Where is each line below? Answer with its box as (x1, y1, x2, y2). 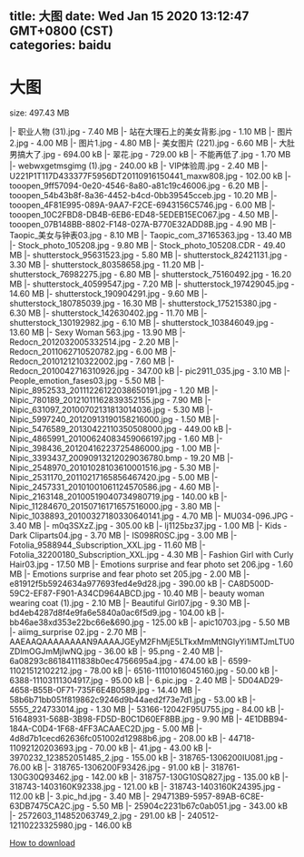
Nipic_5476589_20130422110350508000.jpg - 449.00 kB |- (9, 424, 232, 435)
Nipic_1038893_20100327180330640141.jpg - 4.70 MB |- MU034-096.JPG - (9, 510, 294, 521)
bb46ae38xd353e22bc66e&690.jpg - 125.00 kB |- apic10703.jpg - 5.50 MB (9, 617, 290, 628)
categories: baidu (9, 37, 112, 53)
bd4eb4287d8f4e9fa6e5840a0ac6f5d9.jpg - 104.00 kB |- (9, 608, 225, 619)
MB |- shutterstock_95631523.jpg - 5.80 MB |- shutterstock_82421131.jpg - (9, 249, 289, 261)
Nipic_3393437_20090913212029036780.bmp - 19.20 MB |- (9, 453, 234, 464)
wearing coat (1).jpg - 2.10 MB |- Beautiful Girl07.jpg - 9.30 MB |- (9, 598, 251, 609)
